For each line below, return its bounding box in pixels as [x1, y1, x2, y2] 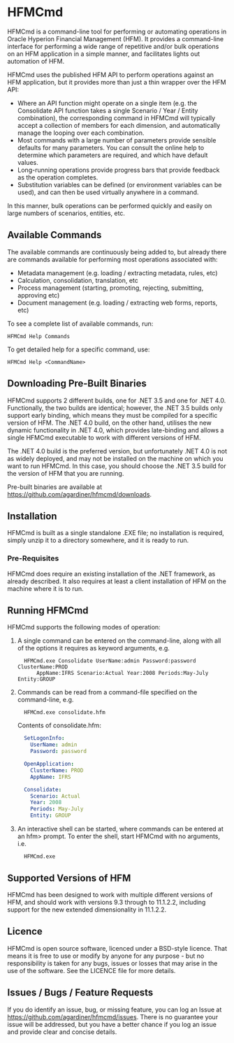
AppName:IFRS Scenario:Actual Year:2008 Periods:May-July [36, 670, 209, 677]
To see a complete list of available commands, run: [7, 319, 154, 328]
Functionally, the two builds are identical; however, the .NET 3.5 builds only [7, 403, 224, 412]
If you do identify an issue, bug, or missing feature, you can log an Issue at [7, 1005, 222, 1014]
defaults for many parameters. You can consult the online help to [17, 143, 205, 152]
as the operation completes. [17, 173, 98, 182]
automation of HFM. [7, 57, 65, 65]
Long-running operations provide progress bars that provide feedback [17, 166, 220, 174]
